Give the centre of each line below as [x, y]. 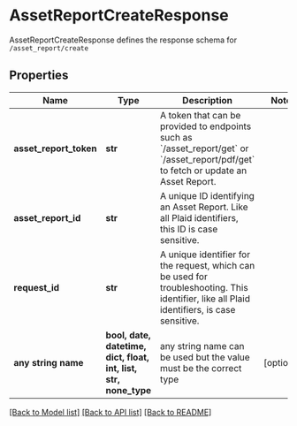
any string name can [202, 346]
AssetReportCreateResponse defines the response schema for [123, 40]
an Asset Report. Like [204, 207]
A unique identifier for [205, 255]
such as [176, 137]
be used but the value [205, 357]
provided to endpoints [206, 126]
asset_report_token [55, 148]
